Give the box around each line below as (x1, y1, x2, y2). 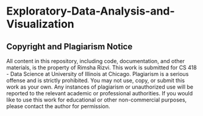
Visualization (6, 17, 74, 31)
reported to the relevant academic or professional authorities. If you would (6, 90, 193, 97)
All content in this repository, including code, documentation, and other (6, 58, 185, 64)
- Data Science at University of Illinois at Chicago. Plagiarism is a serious (6, 70, 189, 77)
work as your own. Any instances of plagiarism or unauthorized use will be (6, 83, 194, 90)
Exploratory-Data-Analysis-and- (6, 4, 175, 18)
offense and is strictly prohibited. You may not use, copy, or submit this (6, 77, 185, 84)
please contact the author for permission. (6, 103, 110, 110)
